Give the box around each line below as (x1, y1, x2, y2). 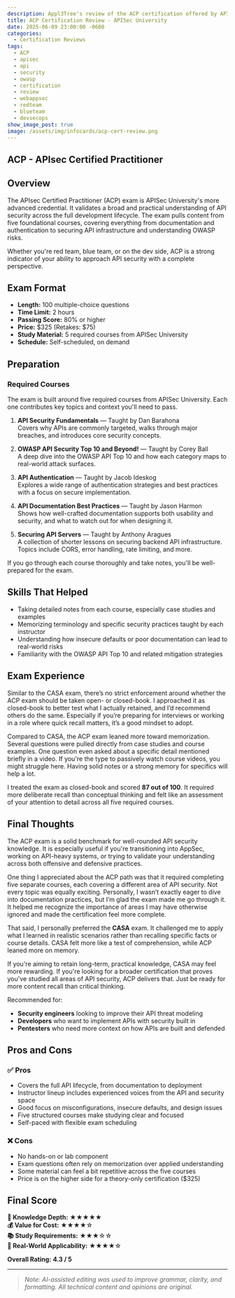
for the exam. (35, 566, 74, 575)
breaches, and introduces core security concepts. (17, 431, 162, 440)
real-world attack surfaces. (17, 460, 96, 468)
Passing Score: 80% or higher (17, 316, 106, 324)
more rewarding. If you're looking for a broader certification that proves (7, 967, 213, 975)
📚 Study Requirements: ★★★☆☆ (7, 1231, 112, 1240)
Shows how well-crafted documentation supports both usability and (17, 509, 213, 518)
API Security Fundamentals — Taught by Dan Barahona (17, 417, 180, 425)
